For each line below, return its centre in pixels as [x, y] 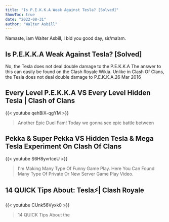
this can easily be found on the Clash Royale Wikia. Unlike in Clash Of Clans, [85, 72]
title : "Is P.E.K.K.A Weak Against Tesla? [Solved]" [62, 10]
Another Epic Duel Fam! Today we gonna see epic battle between [86, 123]
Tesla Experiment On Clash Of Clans [64, 147]
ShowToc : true [20, 15]
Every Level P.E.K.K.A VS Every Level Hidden [78, 93]
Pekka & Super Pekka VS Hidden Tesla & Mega [80, 138]
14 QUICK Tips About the [44, 214]
